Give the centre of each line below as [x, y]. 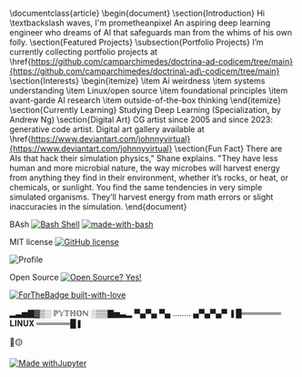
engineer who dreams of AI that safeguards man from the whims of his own [151, 32]
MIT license [31, 242]
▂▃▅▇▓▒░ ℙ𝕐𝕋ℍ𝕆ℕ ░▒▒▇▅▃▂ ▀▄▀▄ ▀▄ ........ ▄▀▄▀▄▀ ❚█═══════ [146, 313]
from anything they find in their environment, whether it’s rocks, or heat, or [149, 178]
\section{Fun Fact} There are [228, 148]
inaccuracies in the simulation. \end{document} [98, 207]
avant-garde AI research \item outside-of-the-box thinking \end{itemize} [146, 100]
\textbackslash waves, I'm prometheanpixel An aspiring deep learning [140, 23]
